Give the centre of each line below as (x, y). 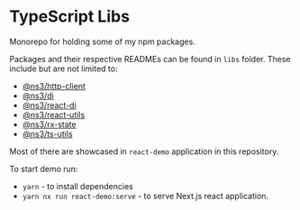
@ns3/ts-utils (47, 133)
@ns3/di (38, 96)
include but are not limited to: (64, 68)
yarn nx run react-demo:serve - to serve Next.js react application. (145, 196)
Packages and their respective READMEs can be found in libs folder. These (150, 59)
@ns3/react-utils (54, 114)
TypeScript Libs (70, 17)
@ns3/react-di (49, 105)
